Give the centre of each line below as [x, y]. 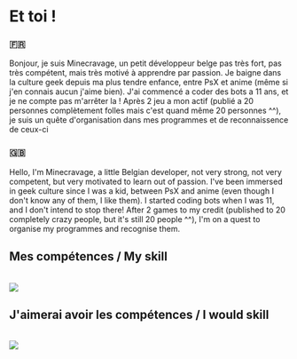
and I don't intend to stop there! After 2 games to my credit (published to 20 [148, 210]
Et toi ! [33, 16]
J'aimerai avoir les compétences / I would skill [139, 314]
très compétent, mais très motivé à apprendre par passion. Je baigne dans [145, 73]
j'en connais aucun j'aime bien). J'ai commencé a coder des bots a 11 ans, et [149, 92]
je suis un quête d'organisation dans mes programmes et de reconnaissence [149, 120]
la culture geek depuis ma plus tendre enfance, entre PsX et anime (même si [148, 83]
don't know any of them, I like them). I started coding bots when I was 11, [142, 200]
